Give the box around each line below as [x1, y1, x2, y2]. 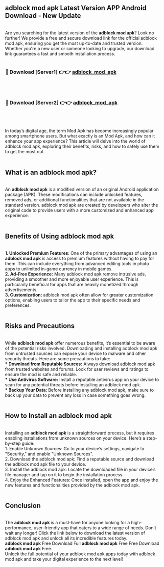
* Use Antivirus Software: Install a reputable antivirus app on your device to [5, 377, 159, 382]
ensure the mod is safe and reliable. [5, 371, 77, 377]
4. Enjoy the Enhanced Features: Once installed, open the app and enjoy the [5, 477, 158, 483]
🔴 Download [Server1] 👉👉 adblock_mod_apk [5, 68, 117, 75]
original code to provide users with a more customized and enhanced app [5, 207, 154, 213]
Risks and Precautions [5, 322, 75, 330]
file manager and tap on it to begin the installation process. [5, 471, 124, 478]
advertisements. [5, 287, 38, 293]
